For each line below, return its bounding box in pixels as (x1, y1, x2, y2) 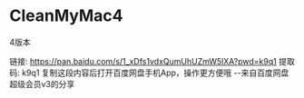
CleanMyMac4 (9, 5, 123, 26)
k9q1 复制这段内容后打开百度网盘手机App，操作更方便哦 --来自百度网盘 (21, 67, 289, 78)
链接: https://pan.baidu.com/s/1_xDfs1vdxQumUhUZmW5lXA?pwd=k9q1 (9, 55, 277, 66)
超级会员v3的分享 (9, 78, 75, 89)
